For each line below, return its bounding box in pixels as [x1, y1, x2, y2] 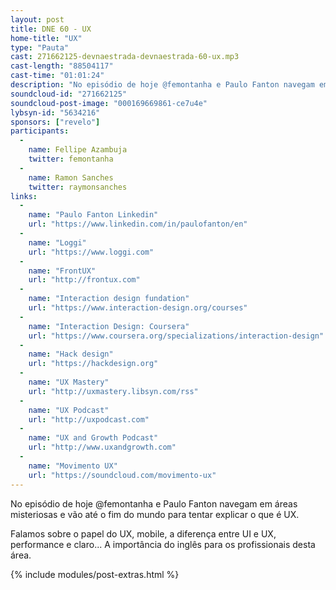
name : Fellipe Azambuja [28, 145, 128, 155]
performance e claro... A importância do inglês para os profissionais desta [10, 538, 316, 550]
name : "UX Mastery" [28, 377, 110, 387]
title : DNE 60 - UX [10, 24, 92, 34]
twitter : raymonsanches [28, 182, 128, 192]
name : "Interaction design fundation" [28, 294, 190, 304]
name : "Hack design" [28, 349, 114, 360]
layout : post [10, 14, 65, 25]
